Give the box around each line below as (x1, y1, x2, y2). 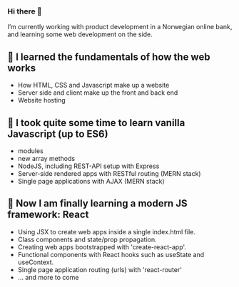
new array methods (17, 154, 76, 162)
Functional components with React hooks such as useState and (17, 250, 205, 259)
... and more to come (17, 273, 79, 281)
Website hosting (17, 96, 66, 105)
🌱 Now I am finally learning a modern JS (7, 197, 188, 209)
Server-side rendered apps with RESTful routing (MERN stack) (17, 169, 201, 177)
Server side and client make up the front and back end (17, 88, 178, 97)
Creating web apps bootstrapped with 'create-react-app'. (17, 242, 187, 251)
